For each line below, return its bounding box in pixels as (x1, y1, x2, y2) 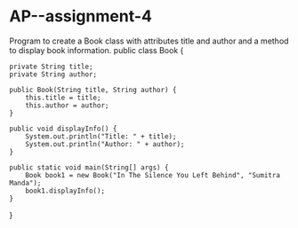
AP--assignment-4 (9, 6, 153, 27)
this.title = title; (25, 93, 101, 102)
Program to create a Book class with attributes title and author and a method (9, 35, 289, 46)
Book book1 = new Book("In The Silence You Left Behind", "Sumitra (25, 170, 280, 179)
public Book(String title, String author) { (9, 85, 177, 94)
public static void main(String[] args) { (9, 162, 169, 172)
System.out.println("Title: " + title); (25, 131, 177, 141)
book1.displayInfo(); (25, 186, 105, 195)
